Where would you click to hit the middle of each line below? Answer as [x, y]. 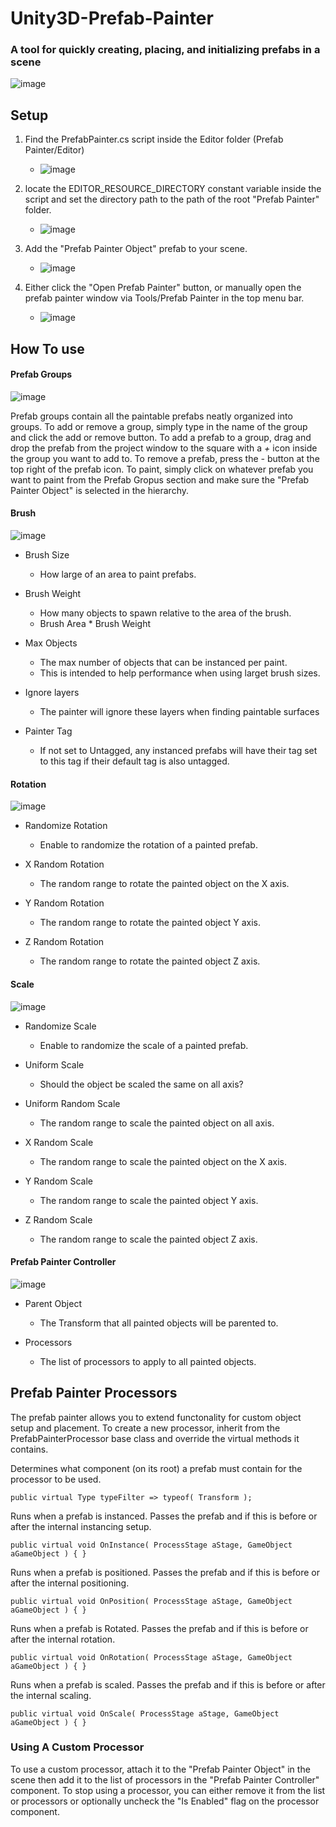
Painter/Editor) [54, 150]
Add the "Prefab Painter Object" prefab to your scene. [136, 249]
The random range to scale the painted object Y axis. [149, 1200]
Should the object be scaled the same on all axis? [141, 1084]
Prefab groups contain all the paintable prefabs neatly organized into [151, 416]
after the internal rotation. [63, 1639]
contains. [29, 1449]
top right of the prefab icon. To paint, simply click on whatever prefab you [162, 469]
